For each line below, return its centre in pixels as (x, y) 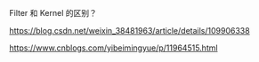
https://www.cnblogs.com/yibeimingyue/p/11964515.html (113, 48)
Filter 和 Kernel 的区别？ (53, 13)
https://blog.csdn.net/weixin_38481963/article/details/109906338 (130, 31)
